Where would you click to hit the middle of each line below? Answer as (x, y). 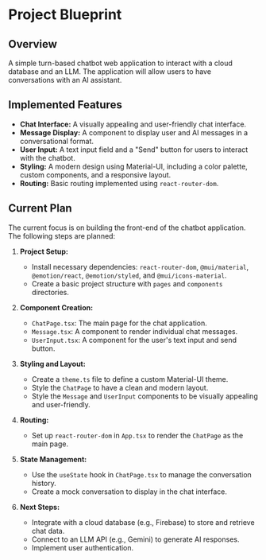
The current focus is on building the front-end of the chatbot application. (127, 227)
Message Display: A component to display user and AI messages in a (134, 132)
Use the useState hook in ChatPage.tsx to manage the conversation (141, 474)
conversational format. (56, 141)
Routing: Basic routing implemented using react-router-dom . (119, 183)
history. (44, 483)
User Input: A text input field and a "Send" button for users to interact (134, 150)
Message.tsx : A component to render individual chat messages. (135, 331)
